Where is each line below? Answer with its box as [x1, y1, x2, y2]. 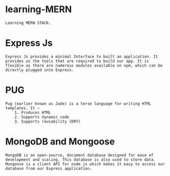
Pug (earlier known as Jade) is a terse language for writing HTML [5, 101, 152, 106]
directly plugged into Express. [5, 67, 74, 72]
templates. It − [5, 105, 40, 110]
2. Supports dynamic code [14, 114, 70, 120]
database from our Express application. [5, 166, 93, 171]
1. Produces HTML [14, 110, 51, 115]
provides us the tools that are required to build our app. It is [5, 58, 149, 64]
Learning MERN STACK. [5, 20, 51, 25]
